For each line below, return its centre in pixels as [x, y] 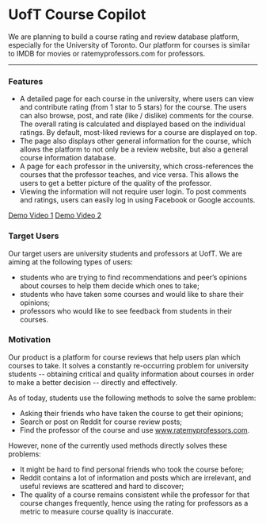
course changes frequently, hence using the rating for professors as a [134, 503]
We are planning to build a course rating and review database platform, [124, 37]
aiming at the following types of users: [70, 262]
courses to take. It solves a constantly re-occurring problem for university [129, 365]
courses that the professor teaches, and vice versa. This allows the [129, 175]
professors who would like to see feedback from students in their [126, 310]
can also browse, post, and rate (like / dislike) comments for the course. [137, 116]
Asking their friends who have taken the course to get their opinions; [131, 413]
